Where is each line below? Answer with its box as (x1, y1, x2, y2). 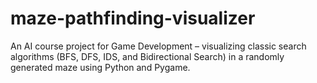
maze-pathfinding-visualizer (10, 7, 256, 30)
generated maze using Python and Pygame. (10, 61, 191, 73)
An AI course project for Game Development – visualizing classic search (10, 40, 307, 52)
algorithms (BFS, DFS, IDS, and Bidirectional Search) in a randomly (10, 50, 285, 62)
